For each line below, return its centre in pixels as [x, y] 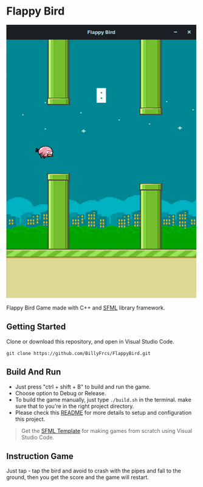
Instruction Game [40, 456]
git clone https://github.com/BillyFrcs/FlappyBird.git [78, 353]
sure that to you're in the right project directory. [74, 406]
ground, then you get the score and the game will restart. [77, 477]
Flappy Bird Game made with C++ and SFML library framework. [86, 308]
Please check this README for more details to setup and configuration [103, 412]
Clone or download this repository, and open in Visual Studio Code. [90, 341]
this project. [30, 419]
